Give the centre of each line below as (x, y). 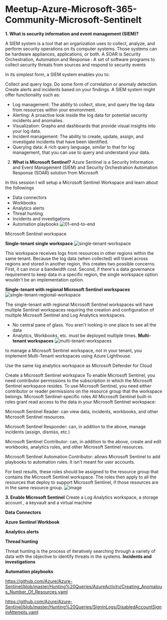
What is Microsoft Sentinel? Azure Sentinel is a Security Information (83, 162)
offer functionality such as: (33, 95)
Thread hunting (22, 541)
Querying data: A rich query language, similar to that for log (73, 147)
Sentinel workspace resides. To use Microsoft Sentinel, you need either (78, 386)
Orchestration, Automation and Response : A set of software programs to (80, 59)
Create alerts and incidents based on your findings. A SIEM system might (80, 89)
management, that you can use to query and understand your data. (81, 152)
